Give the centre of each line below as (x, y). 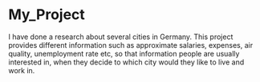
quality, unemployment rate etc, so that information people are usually (124, 53)
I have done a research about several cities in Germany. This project (121, 37)
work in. (22, 70)
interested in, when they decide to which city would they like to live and (126, 62)
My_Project (47, 15)
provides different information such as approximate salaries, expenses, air (131, 45)
